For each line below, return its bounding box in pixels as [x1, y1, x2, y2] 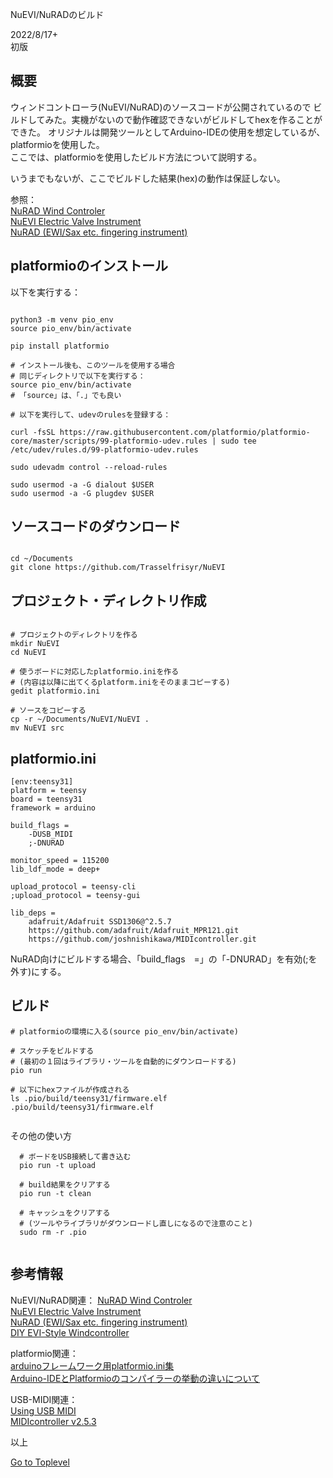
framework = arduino [10, 803, 97, 813]
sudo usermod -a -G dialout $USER [10, 479, 155, 490]
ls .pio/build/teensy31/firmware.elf [10, 1093, 168, 1103]
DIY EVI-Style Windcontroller [10, 1326, 130, 1338]
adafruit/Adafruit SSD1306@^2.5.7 [28, 917, 172, 927]
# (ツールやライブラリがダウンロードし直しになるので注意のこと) [19, 1218, 253, 1228]
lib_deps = [10, 908, 56, 918]
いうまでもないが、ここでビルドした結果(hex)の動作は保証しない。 [10, 172, 286, 184]
